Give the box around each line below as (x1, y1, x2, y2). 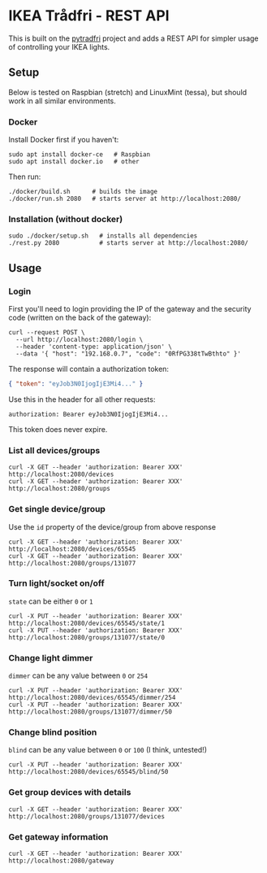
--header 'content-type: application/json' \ (15, 343, 173, 351)
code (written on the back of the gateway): (8, 312, 152, 323)
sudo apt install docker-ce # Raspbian (8, 151, 151, 159)
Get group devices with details (8, 787, 131, 798)
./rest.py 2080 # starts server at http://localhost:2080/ (8, 239, 249, 247)
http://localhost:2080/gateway (8, 857, 114, 865)
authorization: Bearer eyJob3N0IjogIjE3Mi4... (8, 410, 169, 418)
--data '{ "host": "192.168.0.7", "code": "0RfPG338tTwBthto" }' (15, 350, 242, 358)
